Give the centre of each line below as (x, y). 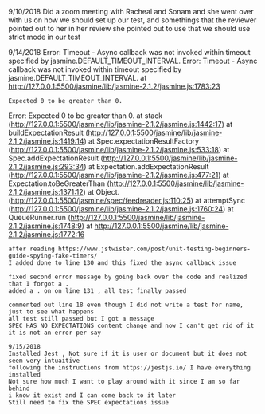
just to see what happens (51, 312)
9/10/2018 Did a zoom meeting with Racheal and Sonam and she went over (131, 12)
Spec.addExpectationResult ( (56, 158)
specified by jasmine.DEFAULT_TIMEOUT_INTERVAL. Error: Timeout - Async (133, 61)
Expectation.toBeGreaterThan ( (59, 183)
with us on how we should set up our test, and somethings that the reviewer (132, 20)
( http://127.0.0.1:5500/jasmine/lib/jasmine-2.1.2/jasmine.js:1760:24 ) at (121, 209)
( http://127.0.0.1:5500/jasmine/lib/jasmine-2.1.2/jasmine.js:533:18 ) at (119, 150)
